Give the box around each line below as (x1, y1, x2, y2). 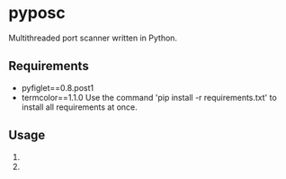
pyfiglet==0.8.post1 (21, 82, 94, 93)
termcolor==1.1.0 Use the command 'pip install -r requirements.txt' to (21, 92, 278, 103)
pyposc (8, 3, 66, 23)
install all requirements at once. (21, 102, 139, 112)
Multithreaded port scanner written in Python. (8, 32, 177, 43)
